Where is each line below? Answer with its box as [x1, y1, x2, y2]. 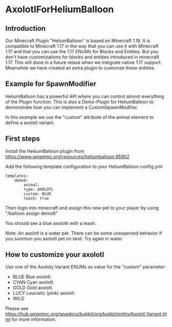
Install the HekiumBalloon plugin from [5, 148, 84, 154]
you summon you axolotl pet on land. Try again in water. [5, 235, 123, 241]
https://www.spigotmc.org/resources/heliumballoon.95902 [5, 153, 130, 159]
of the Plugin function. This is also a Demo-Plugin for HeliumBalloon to [5, 98, 154, 105]
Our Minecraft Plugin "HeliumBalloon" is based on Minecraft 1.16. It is [5, 37, 150, 44]
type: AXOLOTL [24, 187, 54, 192]
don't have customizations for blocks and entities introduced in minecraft [5, 54, 160, 60]
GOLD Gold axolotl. [12, 284, 54, 291]
